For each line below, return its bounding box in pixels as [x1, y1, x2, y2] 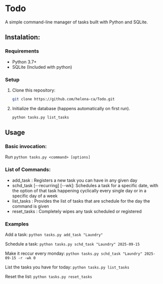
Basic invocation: [5, 143, 47, 150]
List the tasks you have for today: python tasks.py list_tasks [5, 264, 130, 270]
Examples [5, 220, 29, 227]
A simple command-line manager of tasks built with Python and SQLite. [5, 19, 148, 25]
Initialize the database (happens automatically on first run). [12, 105, 130, 111]
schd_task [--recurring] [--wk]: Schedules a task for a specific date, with [12, 182, 159, 188]
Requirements [5, 48, 39, 55]
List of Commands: [5, 166, 51, 173]
